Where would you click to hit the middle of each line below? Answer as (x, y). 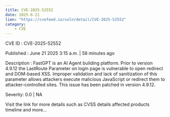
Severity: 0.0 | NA (24, 95)
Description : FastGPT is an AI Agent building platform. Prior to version (79, 63)
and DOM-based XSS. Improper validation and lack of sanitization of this (81, 74)
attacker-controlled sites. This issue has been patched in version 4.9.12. (80, 85)
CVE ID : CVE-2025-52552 (33, 43)
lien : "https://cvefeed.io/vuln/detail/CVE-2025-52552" (66, 19)
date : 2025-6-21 (22, 15)
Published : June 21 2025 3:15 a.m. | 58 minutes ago (60, 53)
